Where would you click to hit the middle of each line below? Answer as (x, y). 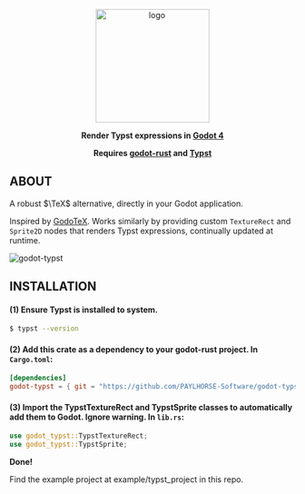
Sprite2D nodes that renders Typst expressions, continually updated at (142, 231)
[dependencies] (38, 378)
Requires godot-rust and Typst (152, 153)
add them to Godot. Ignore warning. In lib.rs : (97, 417)
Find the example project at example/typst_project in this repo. (126, 479)
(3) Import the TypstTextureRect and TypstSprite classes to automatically (151, 407)
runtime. (25, 240)
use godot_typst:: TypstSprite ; (69, 445)
